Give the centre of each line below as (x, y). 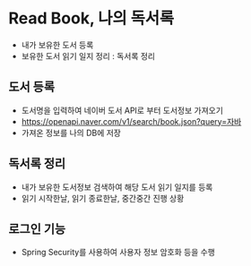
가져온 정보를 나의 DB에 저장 (71, 133)
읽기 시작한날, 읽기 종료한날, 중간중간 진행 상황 (103, 198)
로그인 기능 (37, 229)
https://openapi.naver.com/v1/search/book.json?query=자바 (131, 121)
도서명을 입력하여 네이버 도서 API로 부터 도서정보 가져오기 (122, 110)
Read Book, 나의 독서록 (91, 18)
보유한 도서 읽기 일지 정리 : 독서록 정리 (88, 56)
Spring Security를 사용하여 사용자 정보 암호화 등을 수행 (118, 253)
